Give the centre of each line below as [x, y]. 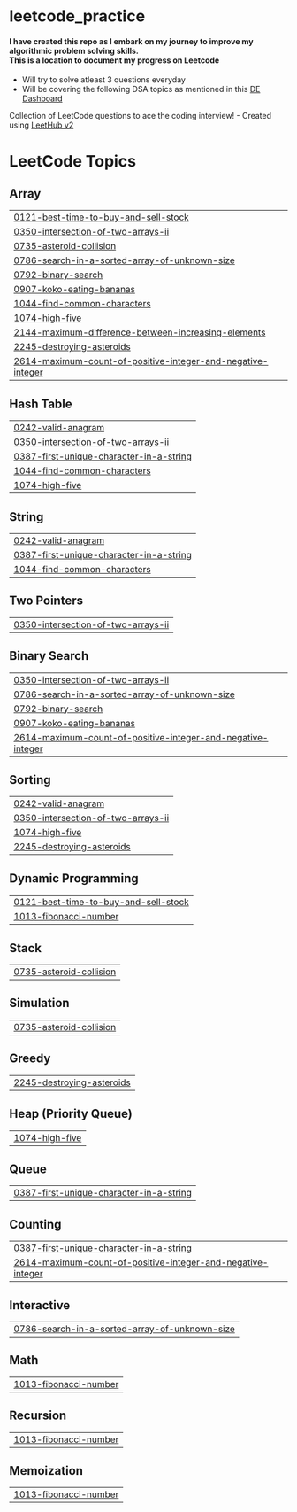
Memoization [46, 1471]
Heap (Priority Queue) [71, 1114]
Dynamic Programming [74, 878]
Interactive [40, 1305]
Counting [35, 1224]
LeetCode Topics [73, 161]
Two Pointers [46, 601]
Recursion [38, 1416]
